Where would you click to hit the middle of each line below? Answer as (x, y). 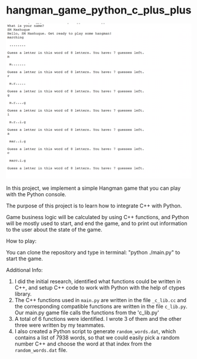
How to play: (21, 241)
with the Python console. (36, 194)
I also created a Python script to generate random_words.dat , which (95, 331)
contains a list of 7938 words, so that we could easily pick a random (97, 338)
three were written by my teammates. (60, 325)
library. (23, 294)
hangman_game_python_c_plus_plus (99, 10)
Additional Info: (24, 270)
